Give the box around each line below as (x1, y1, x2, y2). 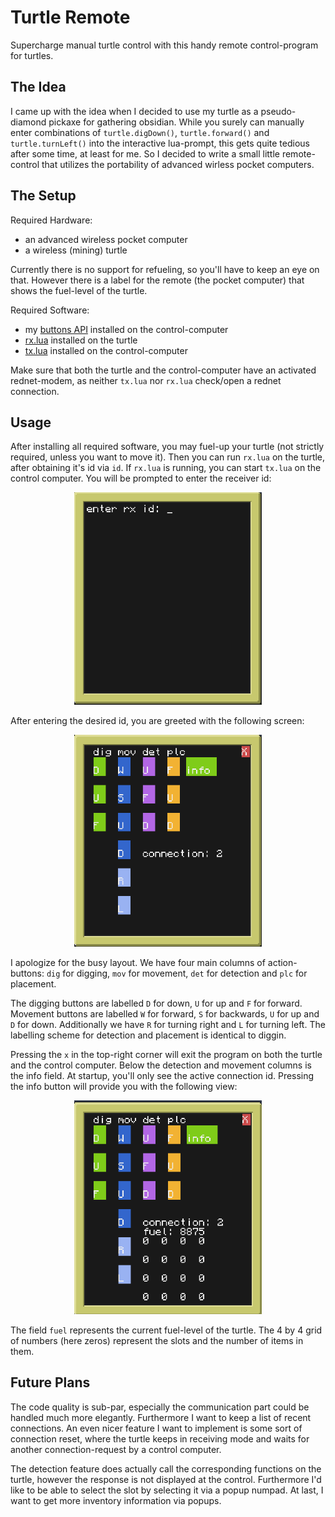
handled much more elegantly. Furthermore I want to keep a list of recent (10, 1411, 312, 1423)
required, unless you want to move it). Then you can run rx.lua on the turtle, (10, 451, 326, 463)
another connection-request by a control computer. (10, 1443, 222, 1455)
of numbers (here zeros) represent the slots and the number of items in (10, 1334, 304, 1346)
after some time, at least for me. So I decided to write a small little (10, 147, 280, 160)
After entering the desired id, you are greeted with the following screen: (10, 714, 305, 726)
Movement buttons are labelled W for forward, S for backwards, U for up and (10, 1008, 320, 1020)
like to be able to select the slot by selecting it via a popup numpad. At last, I (10, 1484, 324, 1496)
